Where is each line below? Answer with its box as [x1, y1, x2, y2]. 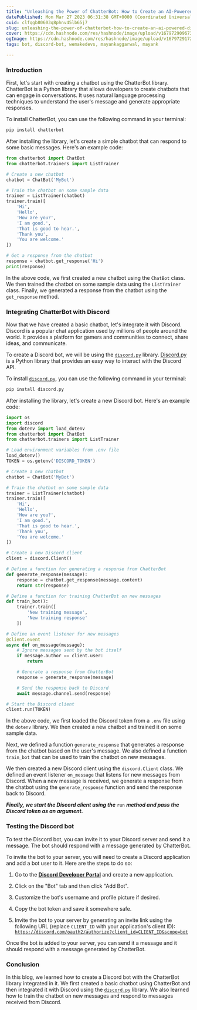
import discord [6, 420, 43, 426]
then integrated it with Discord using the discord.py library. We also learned [6, 986, 189, 993]
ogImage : [6, 36, 28, 42]
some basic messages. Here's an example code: [6, 144, 123, 151]
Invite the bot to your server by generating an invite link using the [14, 917, 172, 924]
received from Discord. [6, 998, 62, 1005]
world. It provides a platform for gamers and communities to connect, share [6, 333, 189, 341]
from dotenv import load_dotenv [6, 426, 85, 432]
